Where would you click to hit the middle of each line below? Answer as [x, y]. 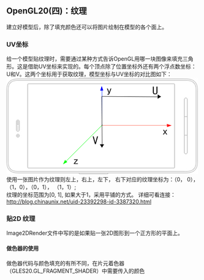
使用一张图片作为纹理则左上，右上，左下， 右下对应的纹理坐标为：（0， [96, 180]
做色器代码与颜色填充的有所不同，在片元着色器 [65, 263]
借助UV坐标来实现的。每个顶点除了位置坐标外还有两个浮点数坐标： [112, 67]
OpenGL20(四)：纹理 [47, 11]
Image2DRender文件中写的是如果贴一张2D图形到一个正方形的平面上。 [95, 233]
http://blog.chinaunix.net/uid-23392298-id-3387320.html [79, 202]
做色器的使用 [22, 248]
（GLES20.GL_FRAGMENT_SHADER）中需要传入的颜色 [76, 271]
